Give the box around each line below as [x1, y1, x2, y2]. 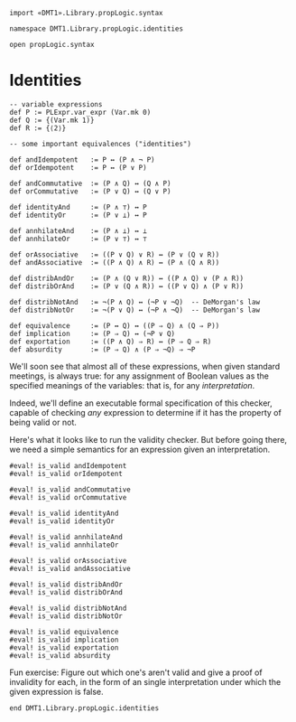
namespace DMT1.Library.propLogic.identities [9, 24, 183, 33]
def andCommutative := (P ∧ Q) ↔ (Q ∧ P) [9, 179, 171, 188]
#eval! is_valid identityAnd [9, 509, 119, 518]
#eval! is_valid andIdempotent [9, 461, 127, 470]
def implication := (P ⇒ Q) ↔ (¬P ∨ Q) [9, 329, 176, 338]
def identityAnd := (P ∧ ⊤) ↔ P [9, 202, 147, 211]
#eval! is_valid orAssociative [9, 556, 127, 565]
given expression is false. [9, 686, 104, 697]
